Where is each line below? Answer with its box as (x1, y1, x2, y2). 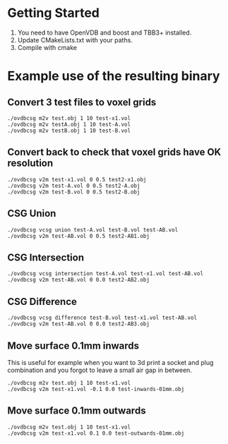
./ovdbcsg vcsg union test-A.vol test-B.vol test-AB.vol (7, 226, 179, 234)
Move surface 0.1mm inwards (7, 340, 140, 352)
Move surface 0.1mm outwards (7, 404, 146, 417)
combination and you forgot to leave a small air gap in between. (7, 366, 193, 374)
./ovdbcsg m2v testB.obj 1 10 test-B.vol (7, 127, 131, 134)
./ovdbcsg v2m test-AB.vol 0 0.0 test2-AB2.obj (7, 277, 150, 284)
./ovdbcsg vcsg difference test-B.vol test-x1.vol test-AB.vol (7, 314, 198, 322)
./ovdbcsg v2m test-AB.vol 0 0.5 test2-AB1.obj (7, 232, 150, 239)
